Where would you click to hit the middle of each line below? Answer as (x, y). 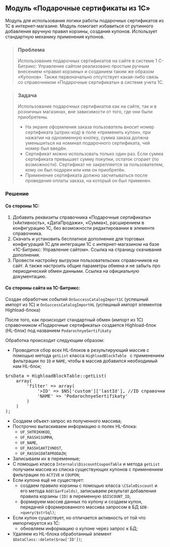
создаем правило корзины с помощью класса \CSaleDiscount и (89, 485)
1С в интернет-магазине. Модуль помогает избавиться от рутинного (79, 26)
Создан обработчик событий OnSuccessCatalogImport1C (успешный (77, 299)
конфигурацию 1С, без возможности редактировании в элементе (83, 228)
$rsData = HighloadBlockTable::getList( (56, 376)
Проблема (31, 50)
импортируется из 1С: (36, 523)
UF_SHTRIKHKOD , (36, 432)
